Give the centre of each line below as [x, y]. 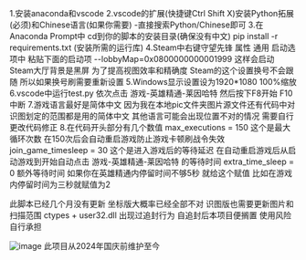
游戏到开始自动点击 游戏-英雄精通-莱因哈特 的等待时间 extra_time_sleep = [156, 161]
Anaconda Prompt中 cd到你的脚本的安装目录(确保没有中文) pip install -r [144, 36]
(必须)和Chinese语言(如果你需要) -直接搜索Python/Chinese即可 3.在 [137, 25]
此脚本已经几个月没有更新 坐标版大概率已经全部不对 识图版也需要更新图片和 [152, 204]
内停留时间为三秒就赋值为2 [60, 184]
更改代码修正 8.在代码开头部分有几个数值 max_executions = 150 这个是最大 [150, 127]
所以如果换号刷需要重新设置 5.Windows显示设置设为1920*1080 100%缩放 [158, 82]
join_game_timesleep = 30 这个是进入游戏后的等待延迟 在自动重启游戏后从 [149, 150]
